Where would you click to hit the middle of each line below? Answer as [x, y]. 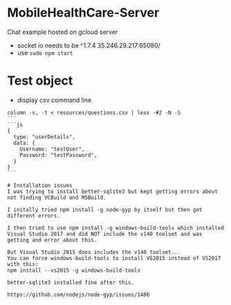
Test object [40, 81]
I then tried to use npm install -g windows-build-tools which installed [116, 228]
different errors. [34, 216]
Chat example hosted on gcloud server [63, 32]
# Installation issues [40, 185]
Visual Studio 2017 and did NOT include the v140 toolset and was [105, 234]
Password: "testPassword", [58, 155]
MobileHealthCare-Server [83, 13]
